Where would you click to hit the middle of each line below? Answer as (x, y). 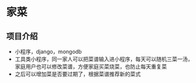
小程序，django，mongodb (48, 52)
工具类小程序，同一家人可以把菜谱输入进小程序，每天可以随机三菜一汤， (104, 59)
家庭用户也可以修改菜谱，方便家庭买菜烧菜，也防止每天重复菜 (91, 67)
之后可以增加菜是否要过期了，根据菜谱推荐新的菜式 (78, 74)
